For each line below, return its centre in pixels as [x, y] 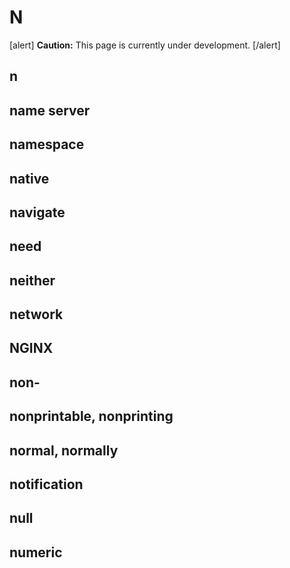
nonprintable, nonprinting [91, 416]
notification [46, 484]
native [29, 178]
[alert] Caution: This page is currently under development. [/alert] [145, 45]
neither [32, 280]
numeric [36, 552]
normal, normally [64, 450]
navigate [37, 212]
